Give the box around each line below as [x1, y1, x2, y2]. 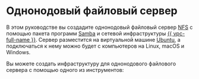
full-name [6, 36, 30, 43]
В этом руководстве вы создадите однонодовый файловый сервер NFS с [6, 24, 193, 31]
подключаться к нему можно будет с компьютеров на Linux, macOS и [6, 42, 185, 50]
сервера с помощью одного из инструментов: [6, 66, 124, 73]
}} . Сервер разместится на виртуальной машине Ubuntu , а [31, 36, 181, 43]
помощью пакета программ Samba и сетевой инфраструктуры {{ [6, 29, 172, 37]
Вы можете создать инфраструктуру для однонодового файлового [6, 60, 176, 67]
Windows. [6, 48, 31, 55]
